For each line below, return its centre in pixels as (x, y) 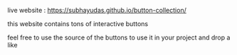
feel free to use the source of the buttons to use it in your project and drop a (119, 37)
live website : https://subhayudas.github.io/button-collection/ (97, 10)
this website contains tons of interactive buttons (78, 24)
